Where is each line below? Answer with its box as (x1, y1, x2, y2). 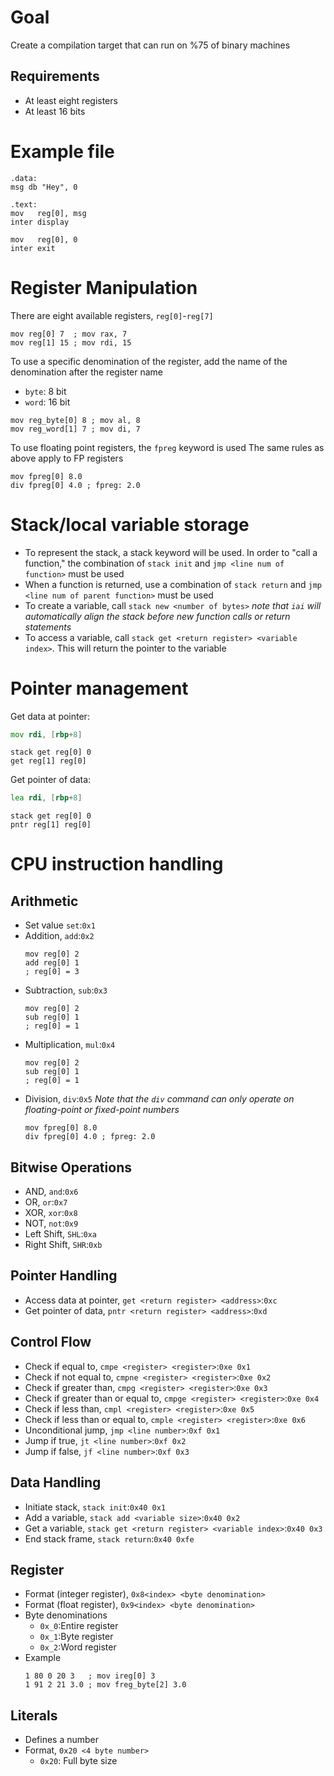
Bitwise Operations (10, 1159, 132, 1176)
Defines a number (24, 1734, 100, 1746)
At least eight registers (24, 94, 118, 106)
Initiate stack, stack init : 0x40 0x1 (24, 1501, 167, 1513)
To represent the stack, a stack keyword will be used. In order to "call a (24, 546, 318, 558)
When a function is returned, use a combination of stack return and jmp (24, 578, 322, 590)
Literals (10, 1707, 58, 1724)
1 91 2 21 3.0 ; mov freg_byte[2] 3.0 (24, 1680, 187, 1690)
